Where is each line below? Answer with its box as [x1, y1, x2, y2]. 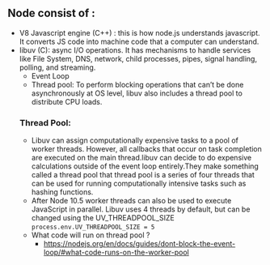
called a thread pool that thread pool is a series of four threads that [31, 170, 255, 180]
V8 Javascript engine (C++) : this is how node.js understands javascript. [19, 28, 260, 37]
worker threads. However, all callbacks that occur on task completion [31, 144, 262, 154]
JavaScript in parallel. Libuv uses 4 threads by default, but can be [31, 204, 251, 214]
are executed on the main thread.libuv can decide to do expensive [31, 153, 252, 163]
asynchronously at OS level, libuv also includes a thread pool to [31, 88, 243, 98]
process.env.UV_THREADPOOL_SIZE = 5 [31, 223, 155, 232]
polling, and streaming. [19, 62, 96, 72]
